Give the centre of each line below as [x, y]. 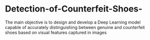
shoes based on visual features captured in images [56, 32]
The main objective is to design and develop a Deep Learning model [73, 22]
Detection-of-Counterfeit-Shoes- [74, 9]
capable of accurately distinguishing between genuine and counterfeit [75, 27]
